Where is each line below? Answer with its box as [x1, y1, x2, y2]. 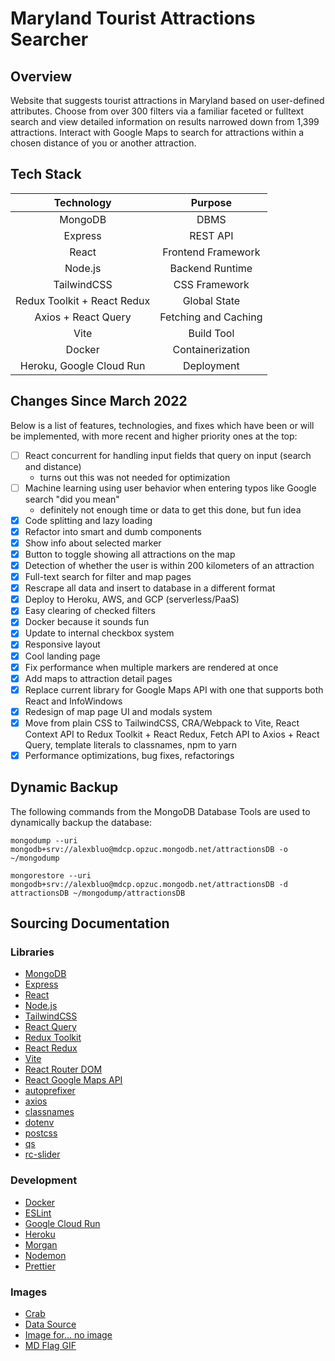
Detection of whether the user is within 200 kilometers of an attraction [24, 560, 315, 571]
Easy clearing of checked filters [24, 605, 156, 617]
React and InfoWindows [24, 695, 123, 707]
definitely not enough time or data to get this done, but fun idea [39, 503, 302, 516]
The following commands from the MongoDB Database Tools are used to [10, 805, 311, 817]
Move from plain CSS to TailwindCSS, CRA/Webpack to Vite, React [24, 717, 300, 729]
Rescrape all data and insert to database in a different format [24, 582, 276, 594]
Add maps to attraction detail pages [24, 672, 173, 684]
